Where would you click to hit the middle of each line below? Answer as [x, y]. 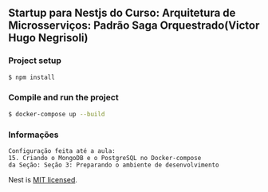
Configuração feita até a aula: [62, 151]
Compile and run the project [63, 97]
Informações [33, 135]
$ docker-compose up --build [57, 114]
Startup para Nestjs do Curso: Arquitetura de [122, 13]
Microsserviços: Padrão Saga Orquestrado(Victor [134, 26]
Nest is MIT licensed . [43, 180]
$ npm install [32, 77]
